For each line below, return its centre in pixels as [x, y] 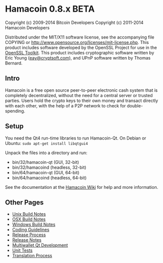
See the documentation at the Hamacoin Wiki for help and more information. [82, 187]
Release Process [29, 235]
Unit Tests [22, 250]
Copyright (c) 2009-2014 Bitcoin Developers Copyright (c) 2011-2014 [74, 22]
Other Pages [24, 202]
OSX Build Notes [29, 219]
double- [135, 105]
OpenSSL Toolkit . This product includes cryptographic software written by [80, 53]
